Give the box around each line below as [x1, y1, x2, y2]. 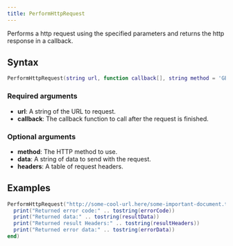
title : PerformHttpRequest [7, 10, 85, 17]
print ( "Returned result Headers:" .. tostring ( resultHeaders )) [13, 220, 200, 227]
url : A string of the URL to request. [17, 107, 116, 115]
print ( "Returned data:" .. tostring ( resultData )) [13, 213, 159, 220]
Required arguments [7, 91, 78, 101]
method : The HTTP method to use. [17, 147, 118, 156]
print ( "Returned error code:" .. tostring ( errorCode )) [13, 207, 175, 214]
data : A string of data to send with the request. [17, 155, 151, 163]
